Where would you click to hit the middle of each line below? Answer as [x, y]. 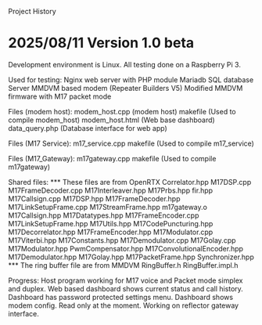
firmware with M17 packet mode [60, 96]
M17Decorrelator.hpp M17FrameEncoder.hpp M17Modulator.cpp [111, 232]
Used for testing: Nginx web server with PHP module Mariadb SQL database [131, 79]
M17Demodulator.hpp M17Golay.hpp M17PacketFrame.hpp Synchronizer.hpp [131, 257]
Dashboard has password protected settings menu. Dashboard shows [120, 297]
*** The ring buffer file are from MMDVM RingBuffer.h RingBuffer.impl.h [123, 265]
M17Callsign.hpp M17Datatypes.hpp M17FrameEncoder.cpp [104, 215]
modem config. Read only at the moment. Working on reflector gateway [124, 305]
